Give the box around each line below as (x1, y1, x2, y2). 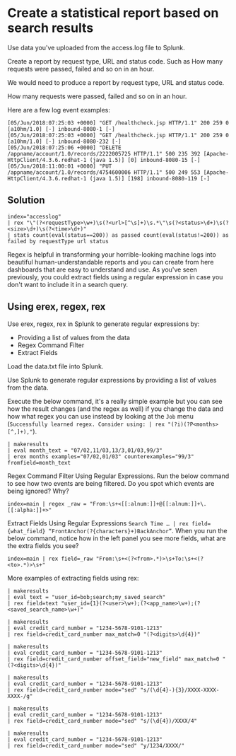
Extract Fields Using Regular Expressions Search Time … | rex (7, 518, 189, 528)
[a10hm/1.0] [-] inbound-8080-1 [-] (7, 125, 115, 132)
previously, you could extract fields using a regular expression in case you (7, 272, 223, 281)
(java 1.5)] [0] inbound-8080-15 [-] (89, 156, 201, 163)
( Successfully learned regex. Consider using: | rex (7, 419, 165, 428)
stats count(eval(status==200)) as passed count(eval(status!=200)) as (13, 231, 230, 238)
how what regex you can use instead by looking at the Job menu (7, 412, 194, 420)
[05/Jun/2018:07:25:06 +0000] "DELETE (7, 144, 122, 151)
